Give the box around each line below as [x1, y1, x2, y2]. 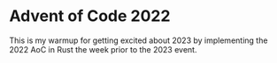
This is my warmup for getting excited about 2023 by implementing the [9, 35, 268, 45]
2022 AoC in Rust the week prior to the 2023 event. [9, 44, 197, 54]
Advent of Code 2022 [9, 6, 171, 26]
